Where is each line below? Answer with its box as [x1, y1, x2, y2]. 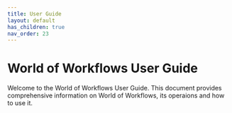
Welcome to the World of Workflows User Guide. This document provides [7, 84, 222, 93]
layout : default [7, 17, 55, 24]
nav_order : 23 [7, 30, 50, 37]
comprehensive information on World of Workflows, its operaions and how [7, 91, 225, 100]
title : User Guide [7, 10, 62, 18]
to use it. [7, 99, 33, 107]
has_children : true [7, 23, 65, 30]
